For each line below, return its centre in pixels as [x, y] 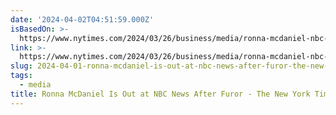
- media [35, 85]
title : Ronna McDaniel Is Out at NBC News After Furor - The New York [160, 94]
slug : [21, 66]
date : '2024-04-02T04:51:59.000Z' [82, 19]
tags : [21, 76]
